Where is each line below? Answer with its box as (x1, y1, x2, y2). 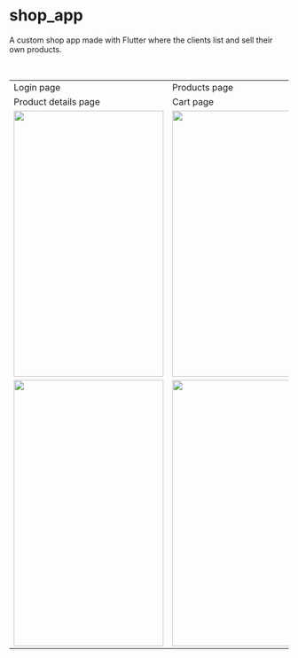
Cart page (172, 95, 215, 107)
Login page (13, 81, 61, 93)
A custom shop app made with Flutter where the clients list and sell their (9, 35, 273, 45)
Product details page (13, 95, 100, 107)
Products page (172, 81, 233, 93)
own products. (9, 43, 62, 54)
